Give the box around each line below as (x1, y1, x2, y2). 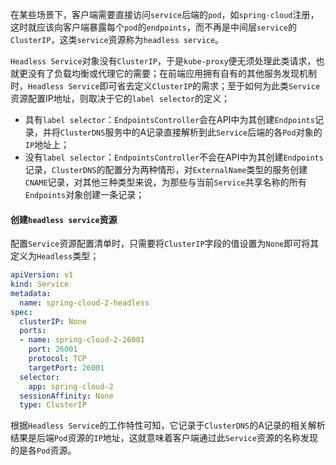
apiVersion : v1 (10, 270, 74, 280)
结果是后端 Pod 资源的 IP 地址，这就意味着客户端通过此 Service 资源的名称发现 (10, 432, 318, 444)
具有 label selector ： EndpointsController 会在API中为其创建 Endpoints (24, 114, 315, 125)
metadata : (10, 288, 52, 298)
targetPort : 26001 (28, 363, 105, 373)
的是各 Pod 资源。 (10, 444, 77, 457)
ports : (19, 326, 47, 336)
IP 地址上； (24, 139, 70, 150)
